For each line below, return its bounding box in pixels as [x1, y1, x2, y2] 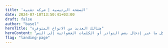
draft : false [5, 16, 32, 21]
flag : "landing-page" [5, 35, 50, 40]
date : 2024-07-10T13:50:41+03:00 [5, 12, 75, 17]
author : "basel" [5, 21, 39, 26]
